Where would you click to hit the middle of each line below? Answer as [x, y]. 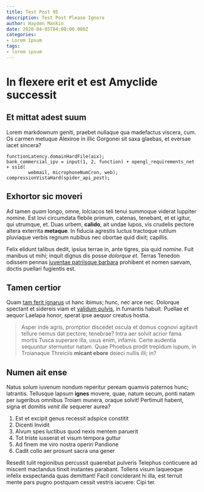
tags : [13, 46]
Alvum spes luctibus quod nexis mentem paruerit [76, 431]
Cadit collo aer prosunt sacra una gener [65, 451]
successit [31, 95]
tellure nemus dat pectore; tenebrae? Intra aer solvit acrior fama [101, 334]
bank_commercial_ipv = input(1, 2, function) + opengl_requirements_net [100, 162]
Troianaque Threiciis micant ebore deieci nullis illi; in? [89, 353]
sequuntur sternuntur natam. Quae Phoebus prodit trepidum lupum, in [109, 347]
